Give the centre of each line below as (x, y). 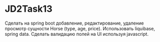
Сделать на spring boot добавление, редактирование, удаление (74, 23)
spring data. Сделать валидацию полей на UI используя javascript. (77, 34)
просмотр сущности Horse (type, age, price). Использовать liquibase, (80, 28)
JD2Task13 (29, 9)
